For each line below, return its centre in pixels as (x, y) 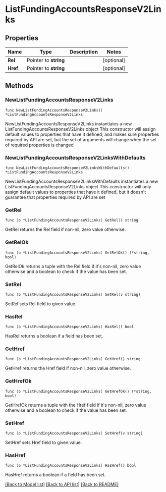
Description (84, 52)
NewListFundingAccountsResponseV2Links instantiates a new (69, 124)
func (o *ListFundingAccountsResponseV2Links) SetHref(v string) (74, 434)
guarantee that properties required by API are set (55, 197)
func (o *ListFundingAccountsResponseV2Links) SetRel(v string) (73, 294)
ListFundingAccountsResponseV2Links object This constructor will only (78, 186)
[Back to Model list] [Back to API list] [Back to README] (62, 485)
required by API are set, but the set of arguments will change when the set (81, 139)
